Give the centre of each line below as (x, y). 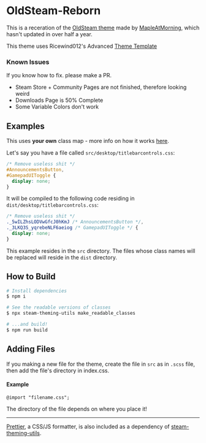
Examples (25, 126)
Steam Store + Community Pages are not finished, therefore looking (101, 87)
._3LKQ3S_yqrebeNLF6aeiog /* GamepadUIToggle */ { (72, 228)
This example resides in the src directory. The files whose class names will (101, 251)
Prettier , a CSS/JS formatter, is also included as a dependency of (88, 426)
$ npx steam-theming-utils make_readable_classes (71, 314)
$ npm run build (27, 330)
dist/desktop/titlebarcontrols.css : (53, 205)
